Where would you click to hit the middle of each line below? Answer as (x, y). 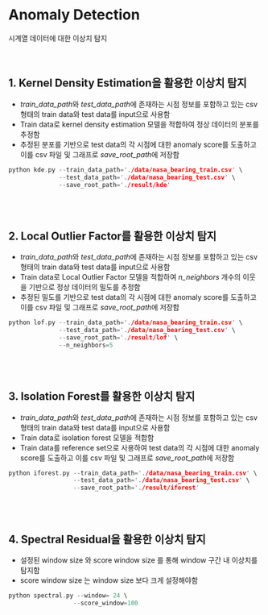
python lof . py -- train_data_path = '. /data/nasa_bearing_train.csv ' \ (126, 323)
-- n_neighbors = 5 (86, 345)
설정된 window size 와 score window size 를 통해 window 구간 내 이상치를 (139, 560)
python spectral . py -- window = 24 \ (68, 595)
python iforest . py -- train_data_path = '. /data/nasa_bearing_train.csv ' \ (133, 473)
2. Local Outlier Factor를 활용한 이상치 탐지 (113, 236)
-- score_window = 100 (105, 603)
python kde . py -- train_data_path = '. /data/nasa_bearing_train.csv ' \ (126, 170)
